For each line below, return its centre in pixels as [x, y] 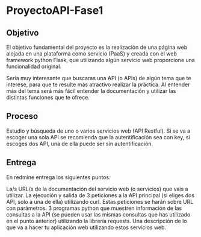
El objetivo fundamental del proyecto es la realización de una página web [97, 47]
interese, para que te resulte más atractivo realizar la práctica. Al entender [98, 84]
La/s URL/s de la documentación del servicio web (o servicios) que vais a [97, 189]
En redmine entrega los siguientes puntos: [58, 177]
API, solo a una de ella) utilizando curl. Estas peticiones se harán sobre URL [100, 201]
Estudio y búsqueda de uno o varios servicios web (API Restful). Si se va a [98, 131]
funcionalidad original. [34, 66]
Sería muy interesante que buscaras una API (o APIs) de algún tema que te [99, 78]
